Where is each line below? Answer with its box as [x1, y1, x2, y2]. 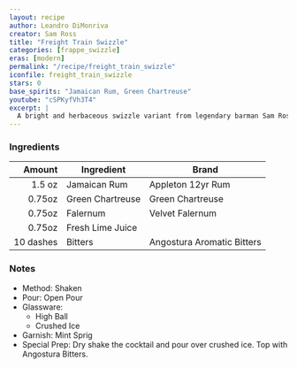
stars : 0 [9, 79, 42, 88]
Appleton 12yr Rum [148, 179, 231, 191]
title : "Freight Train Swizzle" [9, 37, 128, 47]
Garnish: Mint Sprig [21, 329, 93, 341]
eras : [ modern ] [9, 54, 65, 63]
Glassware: [21, 302, 64, 312]
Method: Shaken [21, 282, 82, 293]
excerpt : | [9, 103, 49, 112]
